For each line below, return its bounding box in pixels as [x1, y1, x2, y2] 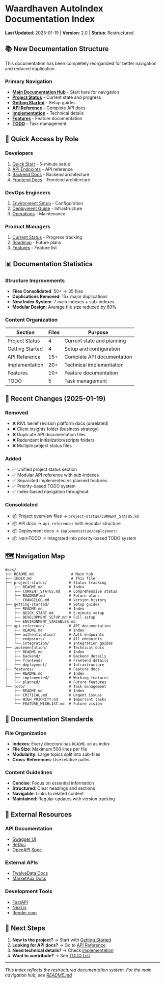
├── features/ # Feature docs [5, 667, 100, 672]
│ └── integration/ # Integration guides [5, 641, 113, 646]
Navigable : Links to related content [12, 791, 84, 797]
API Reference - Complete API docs [12, 105, 86, 111]
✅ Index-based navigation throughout [12, 489, 89, 494]
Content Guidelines [5, 769, 53, 776]
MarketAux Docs [12, 875, 47, 882]
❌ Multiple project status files [12, 443, 72, 449]
